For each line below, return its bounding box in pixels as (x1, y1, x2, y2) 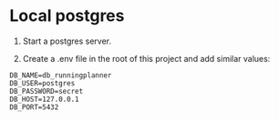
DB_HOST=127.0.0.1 (9, 95, 79, 104)
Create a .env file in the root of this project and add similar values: (22, 53, 271, 64)
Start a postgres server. (22, 35, 112, 46)
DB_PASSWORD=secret (9, 86, 84, 96)
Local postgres (9, 5, 125, 26)
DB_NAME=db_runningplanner (9, 70, 112, 80)
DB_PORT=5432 (9, 102, 59, 112)
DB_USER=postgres (9, 78, 76, 87)
